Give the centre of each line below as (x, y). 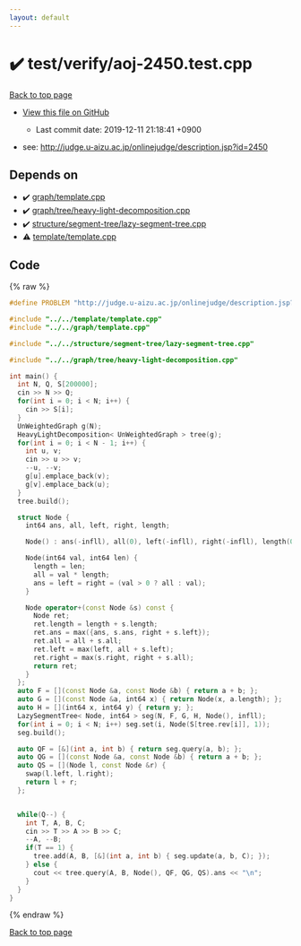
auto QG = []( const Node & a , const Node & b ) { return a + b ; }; (140, 757)
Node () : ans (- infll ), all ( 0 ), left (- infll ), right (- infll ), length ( (158, 542)
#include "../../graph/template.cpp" (80, 327)
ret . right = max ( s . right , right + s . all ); (113, 657)
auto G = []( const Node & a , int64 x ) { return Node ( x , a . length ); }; (150, 699)
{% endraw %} (37, 915)
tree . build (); (43, 501)
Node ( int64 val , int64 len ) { (82, 558)
